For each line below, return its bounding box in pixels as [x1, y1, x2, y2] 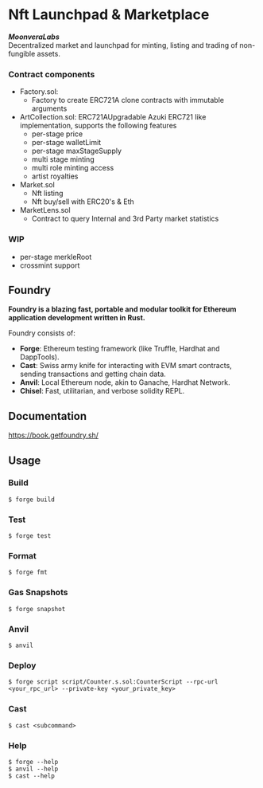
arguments [31, 104, 68, 113]
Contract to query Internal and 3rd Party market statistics [31, 214, 219, 224]
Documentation [8, 409, 87, 423]
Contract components [8, 69, 95, 80]
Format [8, 551, 37, 562]
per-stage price [31, 129, 83, 139]
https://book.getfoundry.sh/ [8, 430, 99, 440]
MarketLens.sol [19, 206, 71, 215]
